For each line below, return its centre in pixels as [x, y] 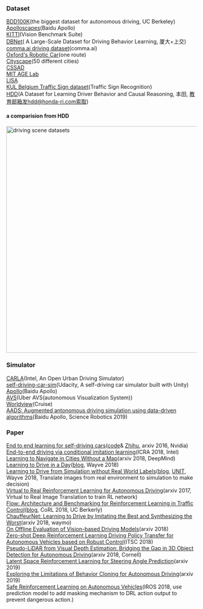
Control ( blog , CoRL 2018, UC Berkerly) [54, 510]
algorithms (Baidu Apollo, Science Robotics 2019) [67, 417]
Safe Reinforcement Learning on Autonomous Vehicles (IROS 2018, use [94, 587]
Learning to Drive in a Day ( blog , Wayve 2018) [63, 465]
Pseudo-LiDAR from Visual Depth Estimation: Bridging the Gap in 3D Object [100, 549]
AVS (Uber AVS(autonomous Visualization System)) [69, 398]
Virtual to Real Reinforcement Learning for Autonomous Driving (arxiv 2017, [99, 491]
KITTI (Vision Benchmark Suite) [44, 34]
